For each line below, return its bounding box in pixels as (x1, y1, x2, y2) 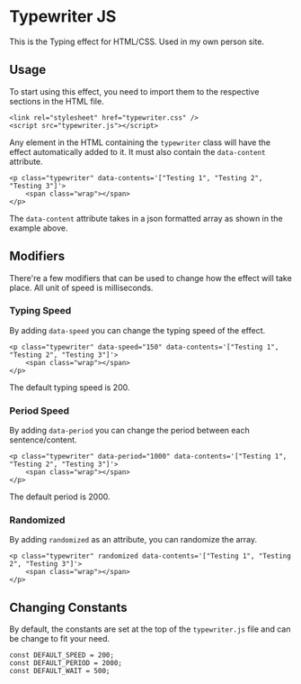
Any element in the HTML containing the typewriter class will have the (9, 137, 271, 148)
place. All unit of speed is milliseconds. (9, 282, 154, 293)
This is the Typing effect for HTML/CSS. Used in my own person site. (9, 36, 265, 47)
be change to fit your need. (9, 634, 111, 644)
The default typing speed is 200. (9, 381, 130, 393)
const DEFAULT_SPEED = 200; (9, 651, 115, 660)
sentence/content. (9, 434, 78, 445)
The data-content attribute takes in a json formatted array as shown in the (9, 213, 283, 223)
